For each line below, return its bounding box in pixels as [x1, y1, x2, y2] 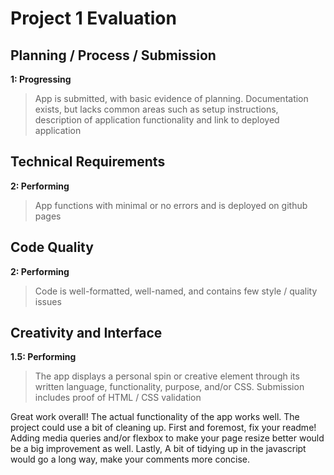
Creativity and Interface [10, 325, 163, 342]
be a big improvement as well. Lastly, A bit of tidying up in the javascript [10, 443, 307, 455]
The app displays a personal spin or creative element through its [34, 370, 300, 382]
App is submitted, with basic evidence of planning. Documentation [34, 93, 309, 104]
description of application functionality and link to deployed [34, 114, 280, 126]
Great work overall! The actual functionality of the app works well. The [10, 411, 300, 423]
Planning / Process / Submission [10, 47, 217, 64]
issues [34, 295, 62, 307]
